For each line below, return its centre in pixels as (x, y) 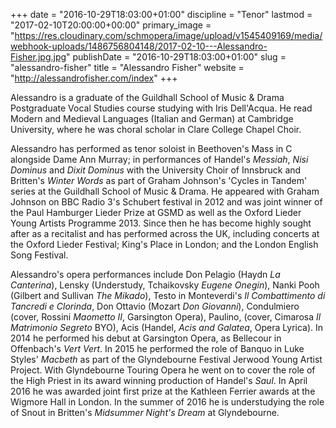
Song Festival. (39, 255)
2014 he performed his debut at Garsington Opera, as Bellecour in (146, 338)
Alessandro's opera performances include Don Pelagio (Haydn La (145, 274)
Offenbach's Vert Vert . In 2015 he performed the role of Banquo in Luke (157, 348)
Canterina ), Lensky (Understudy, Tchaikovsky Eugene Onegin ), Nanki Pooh (165, 285)
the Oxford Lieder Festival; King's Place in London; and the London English (164, 244)
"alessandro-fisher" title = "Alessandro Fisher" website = (127, 67)
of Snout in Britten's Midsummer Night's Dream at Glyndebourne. (145, 412)
